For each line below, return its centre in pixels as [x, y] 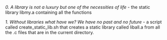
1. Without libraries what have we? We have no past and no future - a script [83, 22]
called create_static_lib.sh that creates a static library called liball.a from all [82, 27]
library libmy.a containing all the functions [49, 12]
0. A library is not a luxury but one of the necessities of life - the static [78, 7]
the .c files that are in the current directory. [50, 32]
